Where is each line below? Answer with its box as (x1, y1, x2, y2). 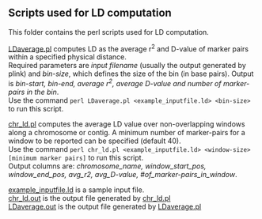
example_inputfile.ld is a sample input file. (8, 185, 145, 194)
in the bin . (26, 87, 59, 97)
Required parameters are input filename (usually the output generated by (8, 61, 247, 70)
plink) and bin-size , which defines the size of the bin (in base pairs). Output (8, 69, 254, 78)
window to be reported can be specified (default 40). (8, 136, 181, 145)
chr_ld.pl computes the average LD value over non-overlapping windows (8, 119, 245, 129)
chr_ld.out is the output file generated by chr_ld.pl (8, 194, 171, 203)
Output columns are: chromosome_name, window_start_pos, (8, 161, 207, 171)
